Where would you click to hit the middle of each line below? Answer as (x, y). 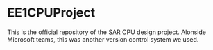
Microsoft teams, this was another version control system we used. (103, 39)
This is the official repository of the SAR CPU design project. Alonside (107, 32)
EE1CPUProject (51, 13)
